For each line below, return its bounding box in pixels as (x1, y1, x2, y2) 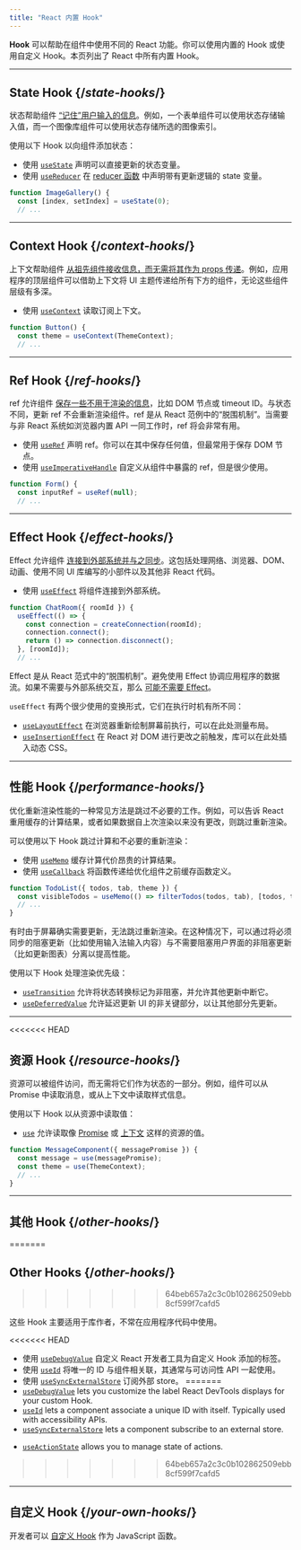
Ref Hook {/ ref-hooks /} (9, 373, 142, 388)
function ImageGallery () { (9, 189, 110, 198)
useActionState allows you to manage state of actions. (21, 1441, 224, 1451)
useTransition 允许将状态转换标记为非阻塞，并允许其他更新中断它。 (21, 987, 273, 998)
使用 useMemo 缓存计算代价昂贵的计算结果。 (21, 854, 181, 865)
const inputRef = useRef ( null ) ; (17, 489, 139, 498)
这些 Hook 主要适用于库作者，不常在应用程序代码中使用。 (9, 1317, 222, 1327)
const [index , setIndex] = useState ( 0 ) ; (17, 197, 170, 207)
